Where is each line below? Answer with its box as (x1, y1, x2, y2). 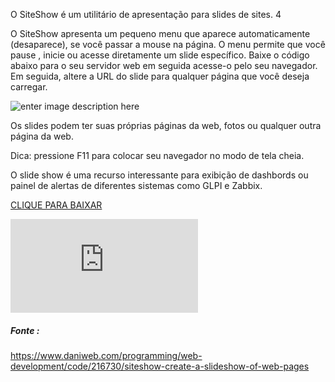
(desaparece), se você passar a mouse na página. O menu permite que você (10, 39, 326, 50)
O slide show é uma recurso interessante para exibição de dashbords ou (10, 169, 309, 181)
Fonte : (10, 324, 40, 336)
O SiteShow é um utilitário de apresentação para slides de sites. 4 (10, 9, 282, 20)
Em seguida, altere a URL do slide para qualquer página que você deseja (10, 70, 310, 82)
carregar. (10, 81, 48, 93)
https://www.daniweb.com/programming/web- (10, 349, 203, 361)
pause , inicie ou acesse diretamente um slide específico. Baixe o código (10, 49, 310, 61)
